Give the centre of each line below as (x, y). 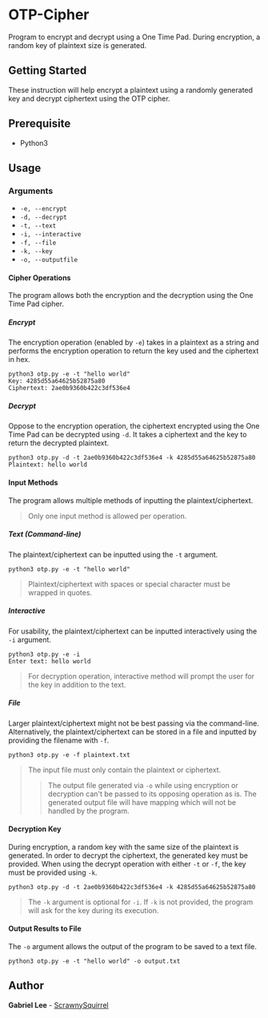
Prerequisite (40, 124)
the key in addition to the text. (77, 684)
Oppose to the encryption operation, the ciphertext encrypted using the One (134, 426)
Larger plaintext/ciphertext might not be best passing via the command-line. (134, 723)
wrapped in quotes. (60, 592)
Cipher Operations (40, 277)
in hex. (19, 360)
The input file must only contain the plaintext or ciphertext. (124, 770)
